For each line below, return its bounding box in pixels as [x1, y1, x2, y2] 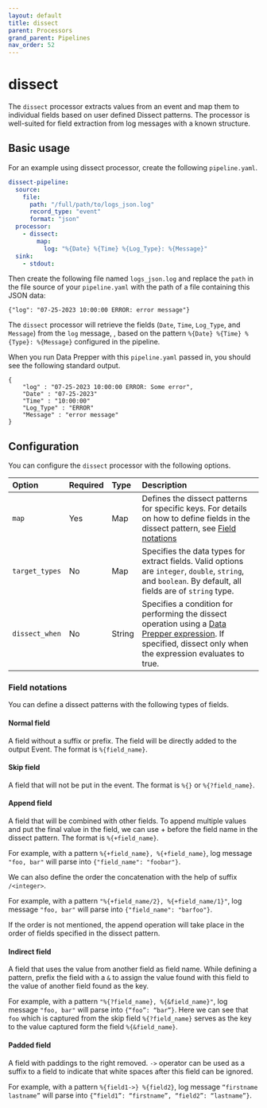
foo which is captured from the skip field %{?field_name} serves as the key [8, 1013, 252, 1023]
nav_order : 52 [8, 41, 56, 49]
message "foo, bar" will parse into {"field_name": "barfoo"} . [8, 904, 213, 915]
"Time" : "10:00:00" [22, 397, 91, 406]
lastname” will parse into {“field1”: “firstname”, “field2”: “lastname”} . [8, 1091, 252, 1100]
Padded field [8, 1040, 52, 1050]
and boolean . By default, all [141, 576, 242, 587]
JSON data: [8, 291, 46, 301]
